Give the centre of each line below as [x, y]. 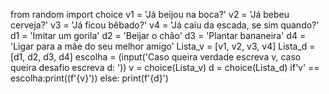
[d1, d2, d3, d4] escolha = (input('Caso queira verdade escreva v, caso [156, 57]
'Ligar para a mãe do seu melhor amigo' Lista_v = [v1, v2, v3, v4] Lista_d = [163, 46]
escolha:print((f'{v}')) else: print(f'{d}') [89, 78]
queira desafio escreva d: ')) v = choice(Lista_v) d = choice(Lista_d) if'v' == [165, 67]
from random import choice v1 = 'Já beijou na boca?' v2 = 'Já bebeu [150, 14]
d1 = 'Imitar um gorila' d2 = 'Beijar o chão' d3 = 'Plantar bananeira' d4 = [158, 35]
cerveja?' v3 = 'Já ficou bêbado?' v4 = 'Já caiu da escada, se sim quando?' [165, 25]
